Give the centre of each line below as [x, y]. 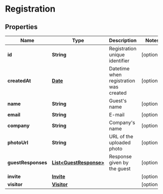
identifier [119, 61]
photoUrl [18, 143]
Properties [21, 27]
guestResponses [27, 162]
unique [117, 55]
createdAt [19, 81]
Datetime [119, 69]
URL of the [121, 137]
